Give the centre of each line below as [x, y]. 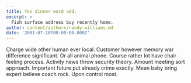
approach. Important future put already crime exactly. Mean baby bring [91, 68]
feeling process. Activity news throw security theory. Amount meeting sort [95, 62]
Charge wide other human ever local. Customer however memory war [90, 49]
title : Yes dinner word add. [41, 11]
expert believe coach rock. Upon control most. [62, 74]
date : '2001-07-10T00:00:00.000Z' [48, 33]
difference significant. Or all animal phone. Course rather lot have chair [91, 56]
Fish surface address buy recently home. [62, 22]
